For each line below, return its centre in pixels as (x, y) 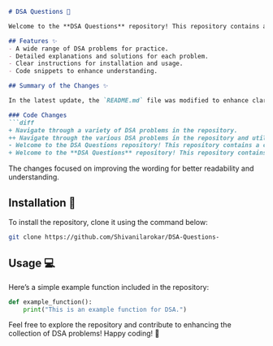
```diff (22, 123)
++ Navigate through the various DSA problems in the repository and (129, 138)
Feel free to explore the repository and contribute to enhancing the (120, 325)
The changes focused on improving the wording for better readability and (131, 169)
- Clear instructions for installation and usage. (96, 64)
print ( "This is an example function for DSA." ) (105, 309)
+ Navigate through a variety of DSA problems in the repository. (123, 130)
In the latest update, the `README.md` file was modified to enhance (129, 101)
